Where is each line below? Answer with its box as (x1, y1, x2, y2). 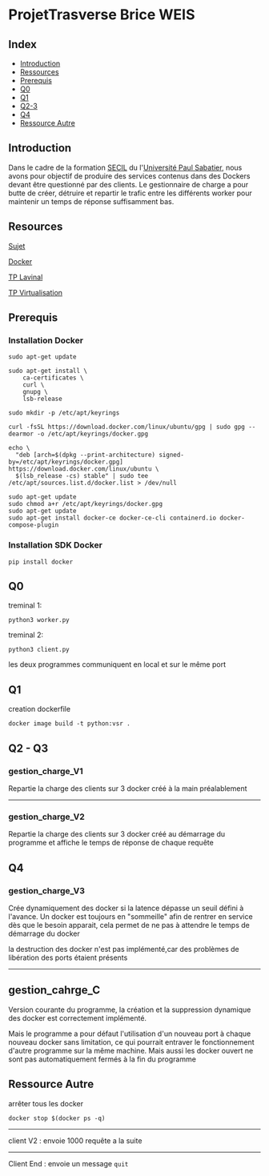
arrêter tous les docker (8, 1098, 84, 1108)
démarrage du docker (8, 929, 80, 938)
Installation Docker (8, 335, 84, 346)
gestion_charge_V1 (8, 765, 84, 777)
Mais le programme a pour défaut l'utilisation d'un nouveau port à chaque (8, 1029, 251, 1038)
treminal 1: (8, 600, 42, 610)
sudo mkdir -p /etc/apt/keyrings (8, 409, 120, 417)
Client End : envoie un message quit (8, 1158, 129, 1168)
